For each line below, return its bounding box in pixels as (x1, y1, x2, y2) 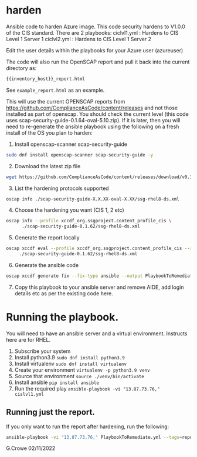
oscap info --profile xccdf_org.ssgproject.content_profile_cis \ (6, 218, 172, 224)
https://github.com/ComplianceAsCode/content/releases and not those (6, 104, 178, 111)
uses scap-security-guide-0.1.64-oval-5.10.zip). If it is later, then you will (6, 116, 181, 124)
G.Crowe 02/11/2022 (6, 445, 56, 452)
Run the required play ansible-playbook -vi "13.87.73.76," (14, 385, 160, 392)
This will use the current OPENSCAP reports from (6, 98, 125, 105)
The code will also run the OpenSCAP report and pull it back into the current (6, 58, 190, 65)
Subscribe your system (14, 348, 71, 355)
